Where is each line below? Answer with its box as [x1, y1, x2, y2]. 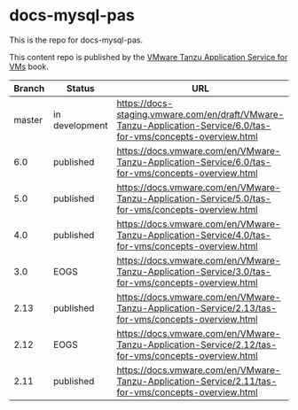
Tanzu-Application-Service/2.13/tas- [116, 302, 278, 314]
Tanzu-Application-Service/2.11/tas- [116, 375, 278, 387]
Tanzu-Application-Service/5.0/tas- [116, 192, 272, 205]
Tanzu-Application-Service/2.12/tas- [116, 338, 278, 351]
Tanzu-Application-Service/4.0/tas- [116, 228, 272, 241]
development [52, 119, 108, 131]
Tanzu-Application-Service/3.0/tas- [116, 265, 272, 277]
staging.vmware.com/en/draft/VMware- [116, 108, 285, 120]
